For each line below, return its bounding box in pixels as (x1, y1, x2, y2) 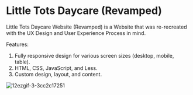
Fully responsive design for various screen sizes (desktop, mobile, (14, 52, 174, 59)
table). (14, 58, 30, 65)
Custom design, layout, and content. (14, 71, 102, 78)
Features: (6, 41, 29, 48)
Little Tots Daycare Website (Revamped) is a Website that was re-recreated (6, 23, 187, 30)
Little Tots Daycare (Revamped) (6, 4, 163, 17)
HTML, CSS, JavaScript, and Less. (14, 64, 98, 71)
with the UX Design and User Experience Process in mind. (6, 29, 146, 36)
